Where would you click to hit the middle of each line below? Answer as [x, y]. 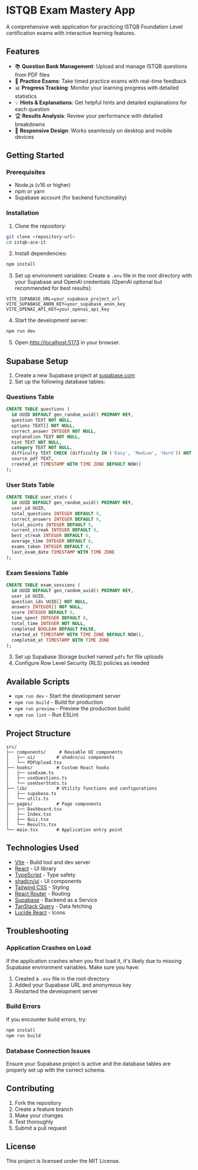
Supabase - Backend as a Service [56, 900]
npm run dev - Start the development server [68, 696]
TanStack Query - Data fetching [53, 906]
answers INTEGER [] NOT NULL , [47, 607]
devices [24, 137]
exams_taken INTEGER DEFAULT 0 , [51, 547]
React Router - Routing [43, 893]
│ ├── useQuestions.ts [37, 778]
